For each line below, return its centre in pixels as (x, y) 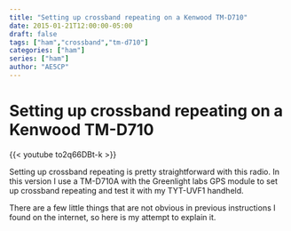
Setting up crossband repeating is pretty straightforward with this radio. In (144, 171)
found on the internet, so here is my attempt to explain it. (113, 217)
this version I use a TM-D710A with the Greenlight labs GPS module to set (143, 181)
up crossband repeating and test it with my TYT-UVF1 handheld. (126, 190)
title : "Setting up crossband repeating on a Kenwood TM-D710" (129, 17)
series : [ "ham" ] (39, 59)
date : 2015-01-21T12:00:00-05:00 (71, 26)
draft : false (33, 34)
